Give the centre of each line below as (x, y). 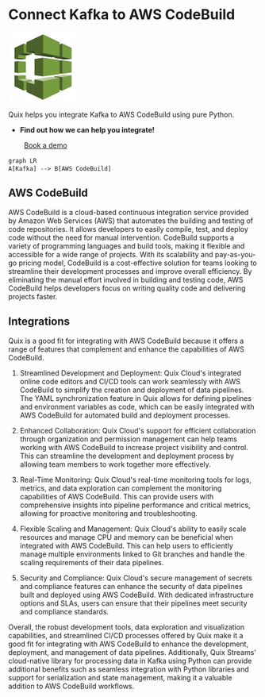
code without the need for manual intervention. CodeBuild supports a (121, 237)
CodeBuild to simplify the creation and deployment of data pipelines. (132, 390)
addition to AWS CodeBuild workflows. (71, 686)
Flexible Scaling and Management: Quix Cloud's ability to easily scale (133, 529)
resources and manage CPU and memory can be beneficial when (127, 537)
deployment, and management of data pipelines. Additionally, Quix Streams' (132, 652)
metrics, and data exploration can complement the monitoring (121, 488)
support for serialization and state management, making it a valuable (120, 677)
